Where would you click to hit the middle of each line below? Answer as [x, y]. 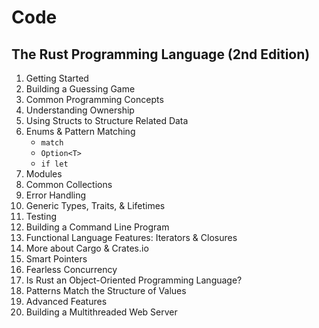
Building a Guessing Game [80, 89]
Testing [41, 216]
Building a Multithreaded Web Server [101, 312]
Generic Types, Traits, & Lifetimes [95, 205]
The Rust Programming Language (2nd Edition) [161, 54]
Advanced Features [66, 301]
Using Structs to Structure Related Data [107, 120]
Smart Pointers [56, 259]
